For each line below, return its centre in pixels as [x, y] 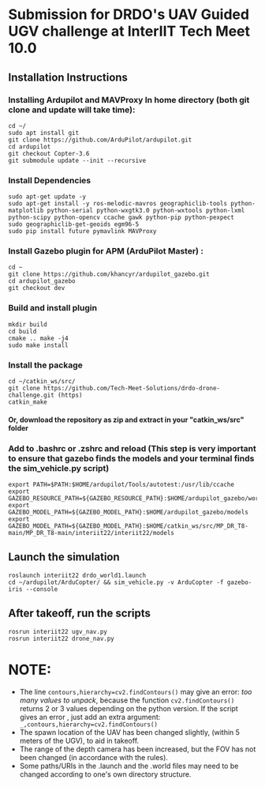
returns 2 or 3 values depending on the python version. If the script [129, 708]
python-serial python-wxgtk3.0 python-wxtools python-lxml [146, 211]
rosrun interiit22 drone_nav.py [61, 638]
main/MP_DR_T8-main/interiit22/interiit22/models [91, 533]
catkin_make [28, 402]
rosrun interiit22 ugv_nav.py [58, 631]
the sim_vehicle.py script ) [59, 468]
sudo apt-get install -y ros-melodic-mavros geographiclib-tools [118, 204]
